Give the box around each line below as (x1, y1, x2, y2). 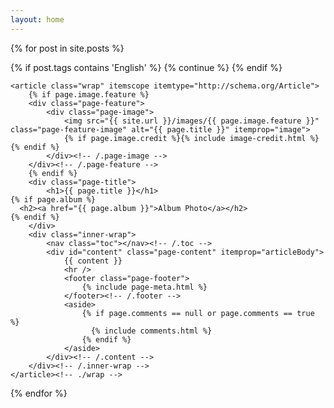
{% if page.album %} (10, 194, 97, 205)
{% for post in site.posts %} (10, 42, 125, 54)
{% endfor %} (10, 387, 68, 399)
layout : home (10, 14, 65, 25)
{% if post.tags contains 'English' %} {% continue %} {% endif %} (10, 61, 283, 73)
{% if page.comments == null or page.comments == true (81, 308, 315, 318)
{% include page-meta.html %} (81, 282, 208, 292)
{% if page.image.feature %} (28, 89, 150, 100)
